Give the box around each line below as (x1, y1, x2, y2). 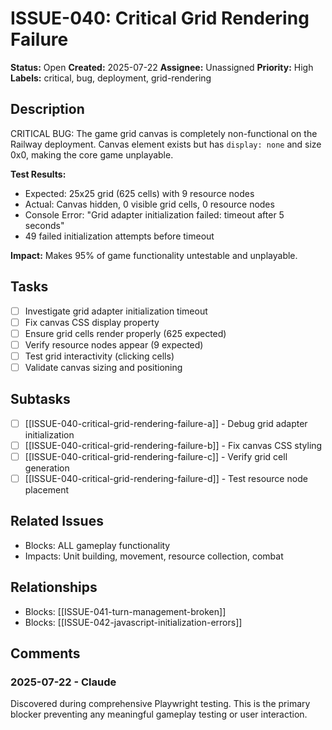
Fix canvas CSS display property (24, 316, 160, 328)
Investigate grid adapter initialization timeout (24, 305, 208, 317)
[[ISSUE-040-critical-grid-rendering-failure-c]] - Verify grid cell (24, 450, 288, 462)
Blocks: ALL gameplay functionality (24, 539, 171, 551)
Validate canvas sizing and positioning (24, 361, 183, 373)
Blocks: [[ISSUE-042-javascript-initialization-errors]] (24, 616, 243, 628)
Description (10, 101, 85, 118)
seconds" (24, 219, 65, 231)
